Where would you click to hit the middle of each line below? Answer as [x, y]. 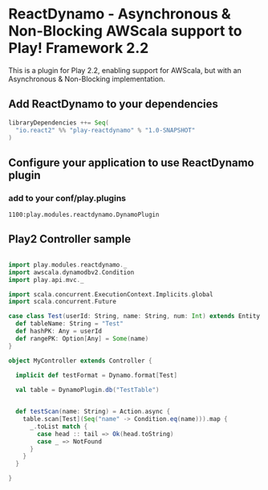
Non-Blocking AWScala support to [125, 31]
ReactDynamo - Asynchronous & [120, 14]
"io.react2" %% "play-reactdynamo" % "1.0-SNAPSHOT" [106, 130]
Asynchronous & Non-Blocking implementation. [87, 79]
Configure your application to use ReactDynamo [131, 163]
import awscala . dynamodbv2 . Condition [71, 272]
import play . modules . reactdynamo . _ [68, 265]
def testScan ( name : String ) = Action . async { [93, 412]
